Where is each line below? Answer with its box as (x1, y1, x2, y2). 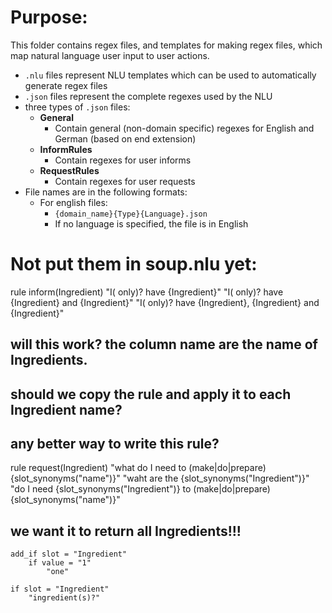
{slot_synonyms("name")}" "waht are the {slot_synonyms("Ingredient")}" (10, 472, 310, 485)
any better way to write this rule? (10, 436, 220, 453)
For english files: (39, 196, 108, 208)
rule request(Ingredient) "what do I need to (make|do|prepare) (10, 462, 267, 474)
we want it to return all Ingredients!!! (10, 522, 242, 540)
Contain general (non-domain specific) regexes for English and (54, 122, 315, 134)
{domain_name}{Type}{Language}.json (54, 209, 208, 219)
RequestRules (39, 164, 100, 176)
